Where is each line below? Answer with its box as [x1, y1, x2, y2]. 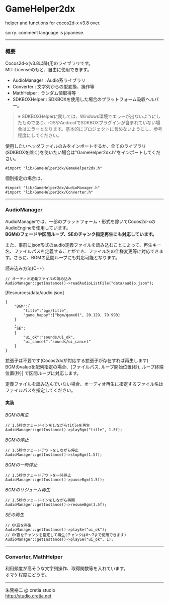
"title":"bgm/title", [23, 308, 69, 313]
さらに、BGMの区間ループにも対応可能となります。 [13, 254, 120, 260]
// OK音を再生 [5, 523, 32, 528]
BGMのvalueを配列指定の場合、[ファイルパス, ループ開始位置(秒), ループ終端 [5, 363, 164, 369]
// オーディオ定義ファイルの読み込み [5, 276, 72, 281]
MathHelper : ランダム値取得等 [12, 90, 76, 96]
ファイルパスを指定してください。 [5, 387, 76, 393]
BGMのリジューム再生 [5, 486, 50, 493]
